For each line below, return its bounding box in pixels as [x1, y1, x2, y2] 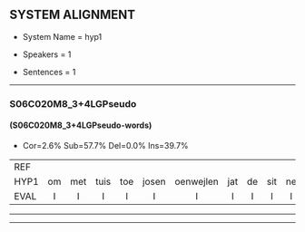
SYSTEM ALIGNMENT [9, 7, 136, 23]
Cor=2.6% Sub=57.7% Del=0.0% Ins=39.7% [22, 140, 189, 150]
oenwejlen [174, 175, 220, 188]
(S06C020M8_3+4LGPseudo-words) [9, 120, 152, 130]
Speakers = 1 [22, 49, 72, 60]
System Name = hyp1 [22, 31, 103, 42]
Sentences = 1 [22, 66, 76, 77]
